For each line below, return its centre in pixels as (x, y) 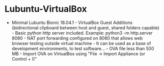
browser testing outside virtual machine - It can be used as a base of (81, 43)
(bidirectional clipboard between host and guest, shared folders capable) (85, 27)
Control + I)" (24, 59)
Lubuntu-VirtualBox (46, 9)
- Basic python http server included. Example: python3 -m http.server (82, 33)
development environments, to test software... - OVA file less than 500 (83, 48)
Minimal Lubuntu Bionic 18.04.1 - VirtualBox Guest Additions (72, 22)
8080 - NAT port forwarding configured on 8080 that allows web (77, 38)
